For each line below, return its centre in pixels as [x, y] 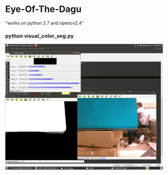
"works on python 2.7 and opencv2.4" [44, 23]
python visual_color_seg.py [39, 36]
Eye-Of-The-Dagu [43, 9]
